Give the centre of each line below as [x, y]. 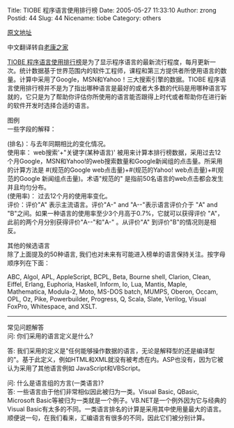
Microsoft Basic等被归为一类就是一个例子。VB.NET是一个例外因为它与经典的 [117, 400]
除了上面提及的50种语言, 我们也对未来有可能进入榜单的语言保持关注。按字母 [117, 254]
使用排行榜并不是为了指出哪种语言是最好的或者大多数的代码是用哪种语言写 [120, 88]
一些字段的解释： [32, 129]
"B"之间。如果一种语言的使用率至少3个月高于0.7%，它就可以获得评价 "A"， [116, 213]
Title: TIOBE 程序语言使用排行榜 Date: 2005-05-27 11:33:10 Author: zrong [112, 10]
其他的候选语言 [29, 245]
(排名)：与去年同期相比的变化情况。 [58, 144]
